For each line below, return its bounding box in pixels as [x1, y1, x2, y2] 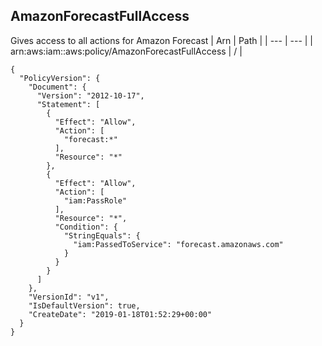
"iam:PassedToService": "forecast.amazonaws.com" [73, 239, 284, 249]
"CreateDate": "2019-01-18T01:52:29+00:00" [28, 309, 213, 319]
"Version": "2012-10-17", [36, 90, 145, 101]
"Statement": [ [36, 99, 101, 109]
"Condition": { [54, 222, 118, 232]
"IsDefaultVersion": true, [28, 300, 141, 311]
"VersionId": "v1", [28, 292, 110, 302]
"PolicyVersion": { [19, 73, 101, 83]
